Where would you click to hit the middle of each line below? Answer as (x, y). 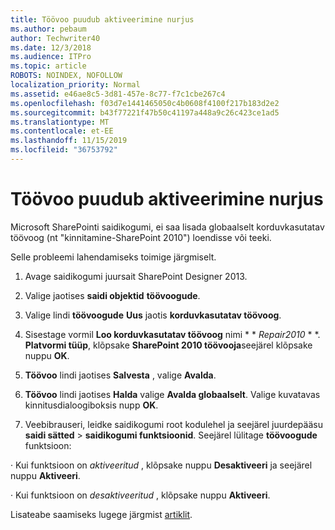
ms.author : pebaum (48, 29)
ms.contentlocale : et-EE (62, 131)
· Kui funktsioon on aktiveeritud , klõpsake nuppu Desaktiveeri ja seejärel (161, 465)
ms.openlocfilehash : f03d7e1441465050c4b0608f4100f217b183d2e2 (145, 103)
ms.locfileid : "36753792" (64, 150)
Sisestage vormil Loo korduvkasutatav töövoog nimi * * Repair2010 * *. (172, 334)
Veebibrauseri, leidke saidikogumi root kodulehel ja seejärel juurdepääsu (173, 424)
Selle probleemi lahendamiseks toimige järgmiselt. (113, 257)
